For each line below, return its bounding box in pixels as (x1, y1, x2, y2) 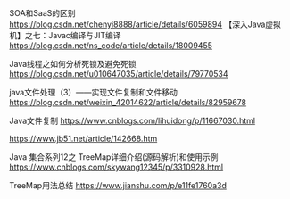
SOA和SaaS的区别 (9, 8, 76, 18)
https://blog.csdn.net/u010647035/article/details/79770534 (9, 69, 229, 79)
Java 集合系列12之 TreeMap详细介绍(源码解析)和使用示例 (9, 152, 219, 162)
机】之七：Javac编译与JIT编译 (9, 30, 122, 40)
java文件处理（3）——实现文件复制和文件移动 (9, 87, 178, 97)
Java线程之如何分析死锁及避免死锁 (9, 59, 137, 69)
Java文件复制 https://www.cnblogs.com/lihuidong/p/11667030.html (9, 115, 256, 126)
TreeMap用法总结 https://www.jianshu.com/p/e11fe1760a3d (9, 180, 228, 190)
